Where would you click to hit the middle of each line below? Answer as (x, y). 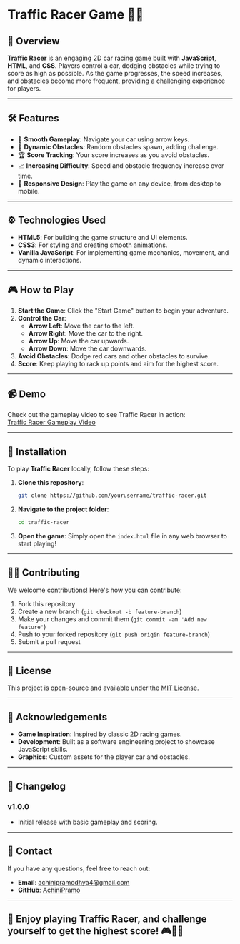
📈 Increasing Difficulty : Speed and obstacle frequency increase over (121, 165)
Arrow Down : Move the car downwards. (87, 348)
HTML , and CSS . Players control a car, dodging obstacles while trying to (114, 66)
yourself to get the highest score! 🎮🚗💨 (96, 931)
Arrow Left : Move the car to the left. (81, 326)
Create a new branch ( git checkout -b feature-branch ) (100, 611)
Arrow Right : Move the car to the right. (86, 333)
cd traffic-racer (44, 522)
